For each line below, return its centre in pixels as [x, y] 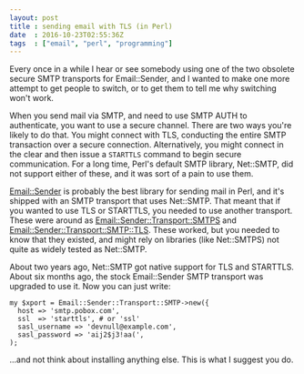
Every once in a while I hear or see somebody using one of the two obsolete [152, 69]
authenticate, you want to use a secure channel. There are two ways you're [151, 126]
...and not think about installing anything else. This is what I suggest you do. [152, 359]
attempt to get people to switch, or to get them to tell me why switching [143, 88]
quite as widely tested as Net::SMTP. [78, 249]
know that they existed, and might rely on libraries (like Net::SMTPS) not [144, 240]
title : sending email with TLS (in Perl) [91, 26]
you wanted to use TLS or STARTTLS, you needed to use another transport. [151, 211]
